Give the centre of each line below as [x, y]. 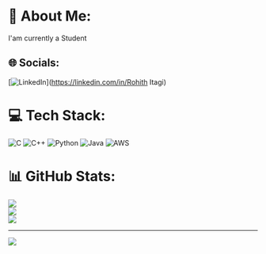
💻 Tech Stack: [57, 115]
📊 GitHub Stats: [62, 176]
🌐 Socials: [34, 63]
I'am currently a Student [47, 38]
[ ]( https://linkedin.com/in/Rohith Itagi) [87, 82]
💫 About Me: [50, 16]
